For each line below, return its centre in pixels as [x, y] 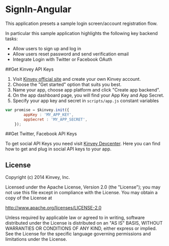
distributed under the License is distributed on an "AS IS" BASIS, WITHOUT [84, 223]
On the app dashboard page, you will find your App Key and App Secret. [88, 95]
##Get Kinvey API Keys [30, 69]
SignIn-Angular [38, 9]
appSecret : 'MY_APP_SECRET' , [55, 119]
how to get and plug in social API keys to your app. [59, 149]
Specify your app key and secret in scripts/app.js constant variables [86, 101]
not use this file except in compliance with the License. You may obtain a [81, 193]
